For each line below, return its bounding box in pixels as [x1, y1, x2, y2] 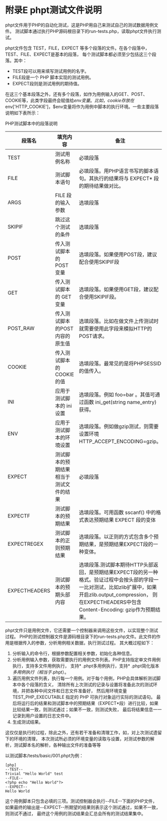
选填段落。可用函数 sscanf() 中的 [79, 509, 157, 516]
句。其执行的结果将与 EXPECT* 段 [79, 175, 159, 182]
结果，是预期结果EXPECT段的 [83, 540, 153, 547]
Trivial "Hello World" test [5, 771, 64, 776]
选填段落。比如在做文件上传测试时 [79, 318, 159, 325]
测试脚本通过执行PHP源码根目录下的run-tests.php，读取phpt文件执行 [14, 28, 157, 34]
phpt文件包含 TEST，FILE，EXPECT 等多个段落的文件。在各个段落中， [5, 45, 150, 51]
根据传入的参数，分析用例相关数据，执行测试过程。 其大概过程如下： [13, 640, 155, 646]
